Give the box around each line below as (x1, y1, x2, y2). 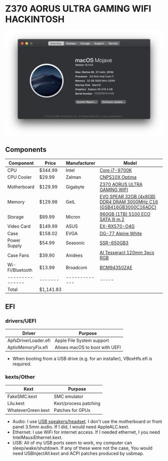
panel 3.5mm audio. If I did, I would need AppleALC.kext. (12, 423, 129, 429)
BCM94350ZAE (99, 264, 132, 270)
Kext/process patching (53, 400, 101, 406)
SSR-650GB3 (99, 240, 129, 246)
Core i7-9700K (99, 167, 132, 173)
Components (5, 146, 46, 154)
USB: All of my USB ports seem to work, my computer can (12, 439, 132, 445)
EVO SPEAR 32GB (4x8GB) (99, 193, 156, 199)
